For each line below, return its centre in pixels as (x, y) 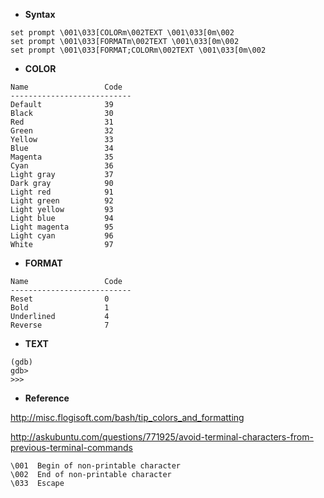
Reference (47, 398)
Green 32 (62, 131)
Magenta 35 (62, 157)
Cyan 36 (62, 166)
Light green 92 (62, 201)
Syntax (40, 14)
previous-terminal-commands (71, 447)
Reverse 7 (60, 325)
